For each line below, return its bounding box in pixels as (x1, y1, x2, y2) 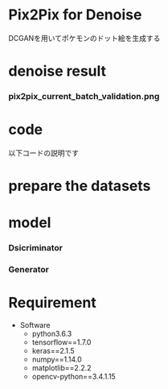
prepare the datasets (8, 177, 151, 195)
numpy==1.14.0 (31, 354, 82, 364)
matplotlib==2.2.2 (31, 363, 92, 373)
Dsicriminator (8, 242, 63, 254)
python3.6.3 (31, 329, 72, 339)
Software (19, 321, 51, 330)
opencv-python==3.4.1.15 (31, 372, 117, 382)
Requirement (8, 294, 96, 312)
